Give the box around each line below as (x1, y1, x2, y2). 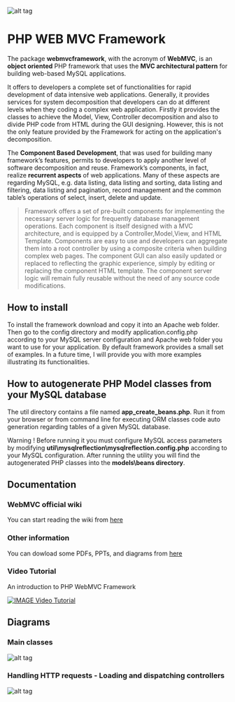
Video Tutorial (7, 567, 57, 576)
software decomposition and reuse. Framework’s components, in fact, (7, 163, 209, 172)
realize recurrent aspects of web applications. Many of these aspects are (7, 170, 220, 179)
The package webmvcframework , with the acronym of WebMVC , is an (7, 54, 213, 62)
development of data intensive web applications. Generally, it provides (7, 90, 210, 98)
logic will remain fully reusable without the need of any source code (24, 274, 220, 282)
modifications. (24, 281, 66, 290)
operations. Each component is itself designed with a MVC (24, 222, 194, 230)
